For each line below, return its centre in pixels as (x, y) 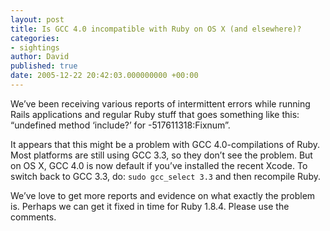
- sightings (35, 47)
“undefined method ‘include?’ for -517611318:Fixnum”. (120, 125)
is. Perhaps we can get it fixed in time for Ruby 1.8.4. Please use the (150, 206)
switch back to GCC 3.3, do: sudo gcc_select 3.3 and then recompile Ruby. (165, 176)
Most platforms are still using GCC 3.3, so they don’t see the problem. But (161, 155)
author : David (40, 57)
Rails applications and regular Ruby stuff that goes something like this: (155, 114)
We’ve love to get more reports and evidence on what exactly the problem (163, 195)
